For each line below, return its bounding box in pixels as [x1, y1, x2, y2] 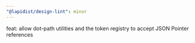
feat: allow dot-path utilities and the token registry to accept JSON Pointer [6, 25, 189, 32]
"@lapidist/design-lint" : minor [6, 8, 87, 15]
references [6, 31, 34, 38]
